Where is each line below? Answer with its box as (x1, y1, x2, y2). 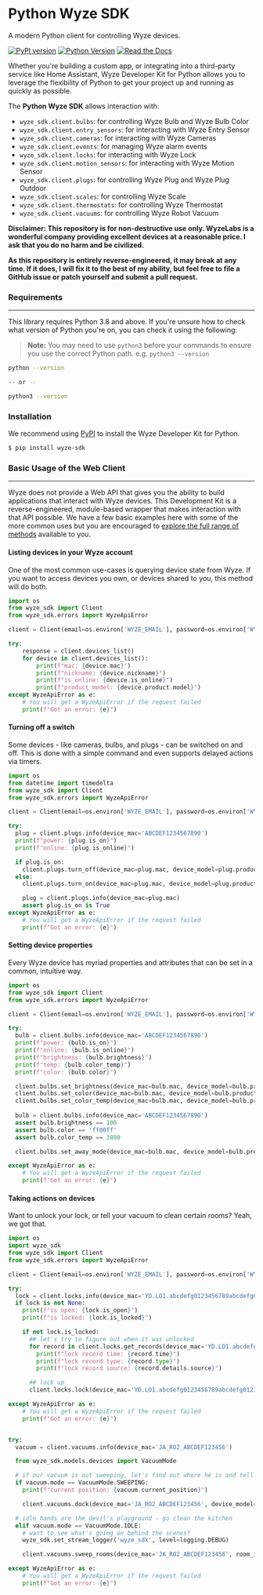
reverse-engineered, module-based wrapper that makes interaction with (8, 504, 241, 514)
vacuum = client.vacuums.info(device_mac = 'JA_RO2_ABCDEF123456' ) (15, 1443, 233, 1451)
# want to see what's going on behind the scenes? (22, 1529, 191, 1537)
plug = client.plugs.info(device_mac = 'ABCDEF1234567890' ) (15, 829, 209, 837)
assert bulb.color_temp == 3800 (15, 1133, 121, 1141)
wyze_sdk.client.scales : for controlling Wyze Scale (19, 192, 186, 201)
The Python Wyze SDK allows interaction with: (8, 101, 160, 111)
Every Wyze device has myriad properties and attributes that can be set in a (8, 957, 253, 967)
